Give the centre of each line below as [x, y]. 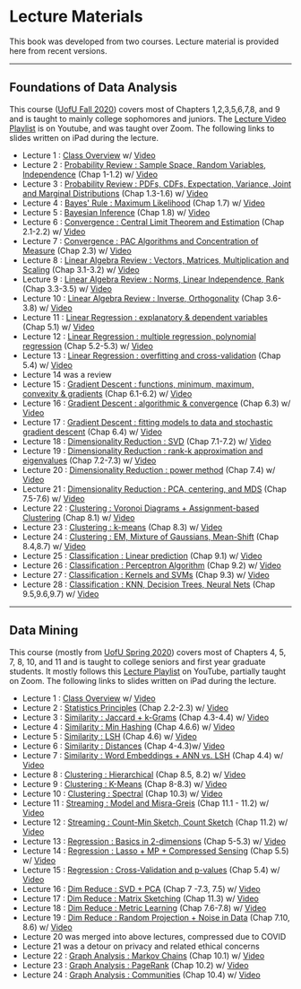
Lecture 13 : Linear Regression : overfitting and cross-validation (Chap [151, 355]
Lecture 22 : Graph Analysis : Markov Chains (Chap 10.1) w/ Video [143, 955]
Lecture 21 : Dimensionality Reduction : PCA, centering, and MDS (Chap [154, 489]
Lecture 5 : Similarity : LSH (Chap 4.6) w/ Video [109, 736]
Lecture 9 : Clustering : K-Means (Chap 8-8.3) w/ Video [125, 783]
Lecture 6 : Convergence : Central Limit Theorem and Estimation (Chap [153, 222]
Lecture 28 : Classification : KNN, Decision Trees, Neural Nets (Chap [149, 584]
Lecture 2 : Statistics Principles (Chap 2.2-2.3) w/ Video [125, 707]
